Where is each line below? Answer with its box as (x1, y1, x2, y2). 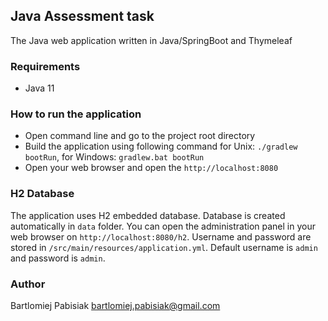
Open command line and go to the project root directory (24, 130, 256, 142)
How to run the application (10, 107, 142, 121)
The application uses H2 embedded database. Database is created (10, 209, 286, 221)
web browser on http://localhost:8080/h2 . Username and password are (10, 230, 312, 243)
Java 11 (24, 82, 55, 94)
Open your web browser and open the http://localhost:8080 (24, 162, 279, 174)
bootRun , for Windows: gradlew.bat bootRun (24, 151, 205, 163)
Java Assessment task (10, 8, 155, 25)
